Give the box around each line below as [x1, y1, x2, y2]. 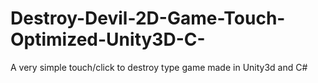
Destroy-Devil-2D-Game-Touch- [10, 7, 286, 30]
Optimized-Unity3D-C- [10, 28, 206, 51]
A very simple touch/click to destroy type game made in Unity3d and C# [10, 61, 308, 73]
